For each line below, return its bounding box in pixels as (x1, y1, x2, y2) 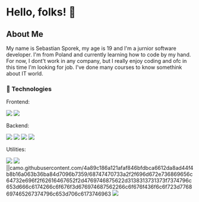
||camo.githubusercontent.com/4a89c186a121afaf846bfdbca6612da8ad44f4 (6, 165, 194, 172)
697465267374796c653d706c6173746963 (6, 190, 112, 198)
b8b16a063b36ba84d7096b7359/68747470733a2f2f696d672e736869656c (6, 171, 193, 178)
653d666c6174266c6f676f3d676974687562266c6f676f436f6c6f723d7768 (6, 184, 192, 191)
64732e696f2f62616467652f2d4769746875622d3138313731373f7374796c (6, 177, 192, 184)
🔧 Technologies (6, 84, 52, 93)
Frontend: (6, 98, 30, 106)
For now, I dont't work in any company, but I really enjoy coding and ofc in (6, 58, 187, 64)
